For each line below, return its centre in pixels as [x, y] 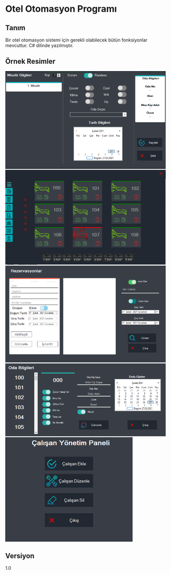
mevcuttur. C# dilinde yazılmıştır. [39, 45]
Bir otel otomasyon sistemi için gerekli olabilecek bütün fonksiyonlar [76, 40]
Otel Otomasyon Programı [61, 9]
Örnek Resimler [31, 62]
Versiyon [20, 556]
